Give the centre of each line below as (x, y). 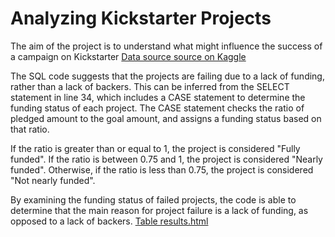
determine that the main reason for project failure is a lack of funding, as (159, 210)
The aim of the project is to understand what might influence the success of (166, 46)
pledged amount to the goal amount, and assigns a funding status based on (166, 118)
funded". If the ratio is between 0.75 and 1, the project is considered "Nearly (166, 159)
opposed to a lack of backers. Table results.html (109, 221)
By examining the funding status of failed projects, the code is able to (153, 199)
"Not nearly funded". (53, 180)
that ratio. (30, 129)
